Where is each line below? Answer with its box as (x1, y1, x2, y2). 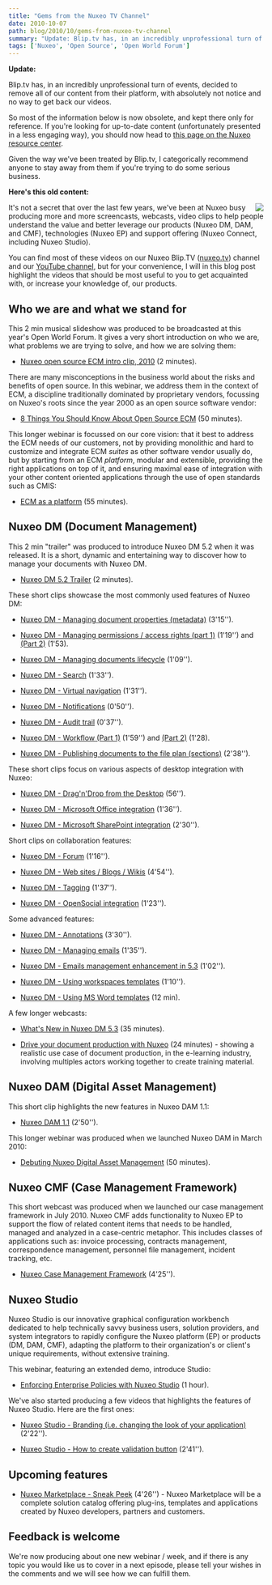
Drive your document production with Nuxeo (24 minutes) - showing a (19, 1039, 255, 1049)
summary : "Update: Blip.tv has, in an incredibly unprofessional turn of (8, 34, 263, 43)
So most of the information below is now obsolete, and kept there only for (8, 113, 254, 122)
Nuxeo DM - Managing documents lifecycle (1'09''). (19, 654, 193, 664)
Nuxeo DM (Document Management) (8, 520, 198, 534)
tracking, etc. (8, 1254, 53, 1264)
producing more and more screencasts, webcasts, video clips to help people (8, 211, 264, 221)
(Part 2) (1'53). (19, 639, 69, 648)
